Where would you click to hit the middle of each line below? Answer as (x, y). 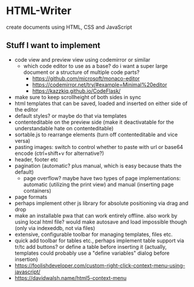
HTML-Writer (39, 11)
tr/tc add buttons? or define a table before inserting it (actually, (91, 247)
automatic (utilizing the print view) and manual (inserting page (98, 184)
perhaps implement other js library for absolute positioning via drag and (101, 203)
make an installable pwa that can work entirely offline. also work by (96, 215)
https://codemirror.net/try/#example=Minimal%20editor (100, 85)
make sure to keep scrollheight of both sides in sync (78, 97)
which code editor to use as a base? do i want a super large (96, 66)
